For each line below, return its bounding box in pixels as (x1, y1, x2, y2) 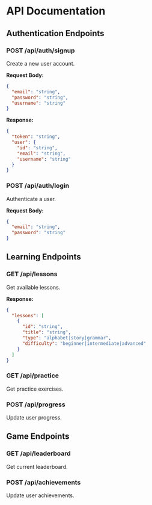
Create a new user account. (6, 60, 75, 67)
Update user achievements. (6, 492, 74, 499)
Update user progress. (6, 414, 62, 421)
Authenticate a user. (6, 195, 56, 202)
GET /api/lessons (6, 270, 58, 278)
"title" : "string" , (22, 329, 71, 335)
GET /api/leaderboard (6, 450, 71, 458)
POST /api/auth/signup (6, 46, 75, 55)
